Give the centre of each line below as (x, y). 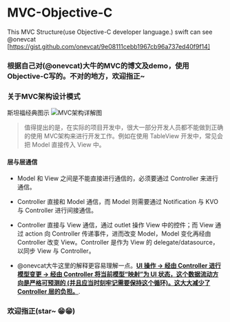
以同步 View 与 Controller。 (56, 251)
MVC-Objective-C (60, 13)
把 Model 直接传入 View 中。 (64, 145)
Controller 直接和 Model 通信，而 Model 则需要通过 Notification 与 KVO (118, 202)
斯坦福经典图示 (28, 113)
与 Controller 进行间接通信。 (57, 210)
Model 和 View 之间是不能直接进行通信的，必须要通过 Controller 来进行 (118, 178)
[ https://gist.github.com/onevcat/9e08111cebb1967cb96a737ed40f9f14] (109, 46)
